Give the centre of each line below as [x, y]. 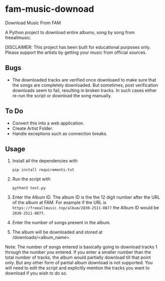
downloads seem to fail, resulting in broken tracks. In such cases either [84, 90]
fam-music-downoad [50, 9]
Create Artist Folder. [33, 128]
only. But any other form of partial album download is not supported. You [79, 263]
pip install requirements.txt [43, 170]
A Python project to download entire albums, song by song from [70, 32]
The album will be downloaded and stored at [57, 232]
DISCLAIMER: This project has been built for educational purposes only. [78, 47]
